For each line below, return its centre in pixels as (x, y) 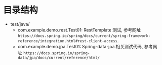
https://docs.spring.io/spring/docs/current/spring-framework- (84, 36)
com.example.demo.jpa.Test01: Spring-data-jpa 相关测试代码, (80, 46)
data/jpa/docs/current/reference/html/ (59, 58)
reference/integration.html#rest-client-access (67, 41)
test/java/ (20, 24)
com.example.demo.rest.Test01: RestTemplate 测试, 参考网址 (79, 30)
